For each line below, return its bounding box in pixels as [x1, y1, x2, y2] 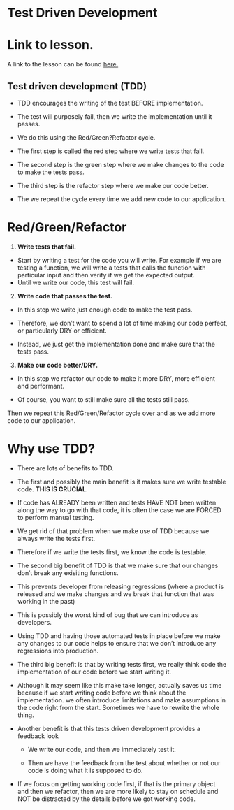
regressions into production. [17, 646, 99, 655]
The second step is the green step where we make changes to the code [17, 160, 225, 168]
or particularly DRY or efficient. [17, 326, 107, 335]
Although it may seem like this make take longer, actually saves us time [17, 681, 222, 689]
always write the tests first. [17, 534, 96, 542]
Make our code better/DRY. [17, 361, 98, 369]
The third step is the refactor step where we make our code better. [17, 181, 209, 189]
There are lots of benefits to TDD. [17, 463, 114, 472]
